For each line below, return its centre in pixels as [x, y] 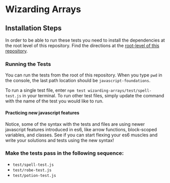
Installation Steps [33, 28]
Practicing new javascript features [42, 113]
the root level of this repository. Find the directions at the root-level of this [82, 46]
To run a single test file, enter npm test [46, 90]
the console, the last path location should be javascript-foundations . [78, 81]
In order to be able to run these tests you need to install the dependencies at [85, 40]
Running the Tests [28, 64]
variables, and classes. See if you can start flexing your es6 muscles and [81, 135]
